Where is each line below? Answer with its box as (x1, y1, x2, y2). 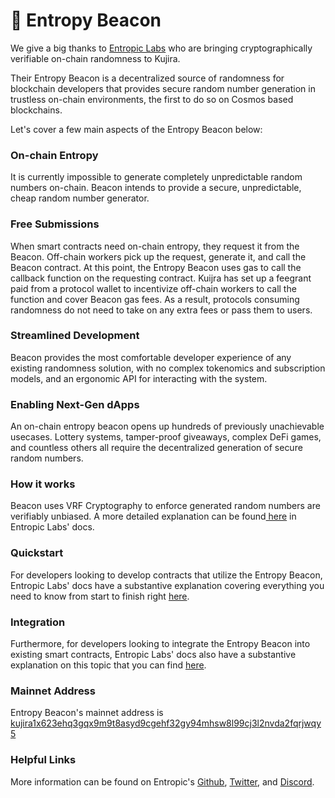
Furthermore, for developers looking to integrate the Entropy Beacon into (10, 638, 311, 650)
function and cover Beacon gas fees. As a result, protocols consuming (10, 293, 300, 305)
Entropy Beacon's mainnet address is (10, 707, 164, 719)
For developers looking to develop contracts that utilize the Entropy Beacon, (10, 569, 323, 581)
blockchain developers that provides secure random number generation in (10, 82, 316, 94)
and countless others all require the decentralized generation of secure (10, 442, 303, 454)
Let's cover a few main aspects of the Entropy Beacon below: (10, 123, 263, 135)
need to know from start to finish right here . (10, 590, 190, 602)
